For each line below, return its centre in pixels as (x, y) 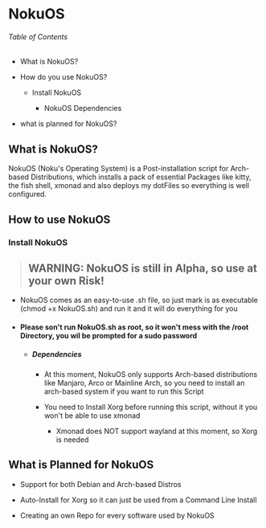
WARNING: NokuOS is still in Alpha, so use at (142, 268)
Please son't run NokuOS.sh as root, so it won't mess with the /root (134, 327)
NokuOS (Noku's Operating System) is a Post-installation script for (119, 169)
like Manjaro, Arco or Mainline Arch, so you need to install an (144, 383)
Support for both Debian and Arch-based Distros (101, 484)
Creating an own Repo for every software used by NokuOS (117, 515)
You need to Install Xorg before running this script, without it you (151, 407)
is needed (72, 440)
